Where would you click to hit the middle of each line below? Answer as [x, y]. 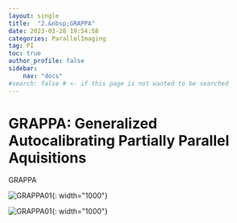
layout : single [34, 16]
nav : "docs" [43, 76]
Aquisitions [48, 158]
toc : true [25, 53]
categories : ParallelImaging [57, 38]
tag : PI [21, 46]
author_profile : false [46, 61]
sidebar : [23, 69]
